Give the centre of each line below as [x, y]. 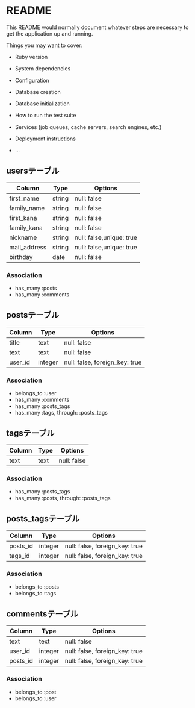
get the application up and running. [50, 33]
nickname [23, 237]
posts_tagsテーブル [43, 518]
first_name [24, 198]
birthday [21, 257]
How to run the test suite [45, 115]
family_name [27, 208]
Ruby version [31, 57]
